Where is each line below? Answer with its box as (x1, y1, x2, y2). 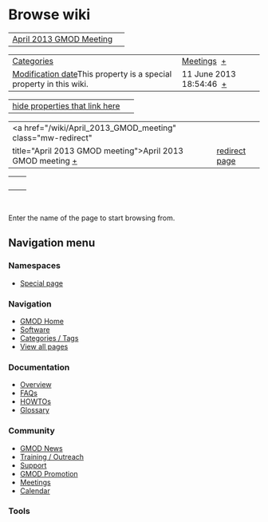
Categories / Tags (19, 333, 79, 342)
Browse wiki (8, 6, 91, 24)
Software (19, 325, 50, 334)
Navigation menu (8, 236, 96, 250)
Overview (19, 380, 52, 390)
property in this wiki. (12, 78, 89, 89)
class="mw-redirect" (12, 132, 93, 143)
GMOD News (19, 443, 63, 453)
